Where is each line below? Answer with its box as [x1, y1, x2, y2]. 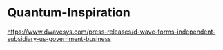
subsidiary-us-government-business [7, 34, 112, 42]
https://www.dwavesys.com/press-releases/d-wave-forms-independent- [7, 27, 216, 36]
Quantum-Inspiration [7, 5, 131, 21]
